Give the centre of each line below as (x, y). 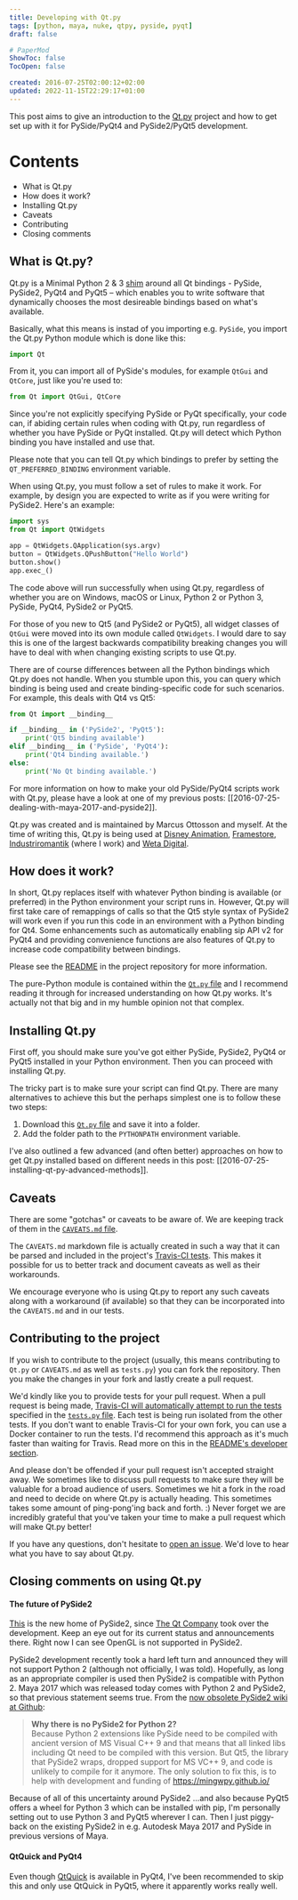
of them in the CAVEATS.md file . (64, 1229)
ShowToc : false (37, 59)
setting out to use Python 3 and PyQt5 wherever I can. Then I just (129, 1817)
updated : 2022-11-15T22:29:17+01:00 (77, 91)
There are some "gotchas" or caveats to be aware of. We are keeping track (146, 1220)
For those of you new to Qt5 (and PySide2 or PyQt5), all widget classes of (145, 624)
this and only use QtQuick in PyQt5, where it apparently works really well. (144, 1886)
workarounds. (35, 1275)
